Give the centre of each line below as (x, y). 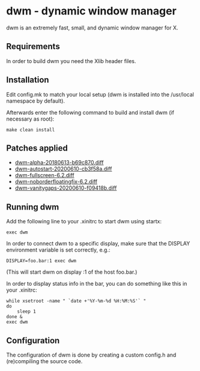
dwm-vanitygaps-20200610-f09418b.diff (66, 188)
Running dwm (33, 207)
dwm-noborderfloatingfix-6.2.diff (56, 182)
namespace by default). (35, 101)
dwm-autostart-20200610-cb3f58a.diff (63, 169)
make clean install (31, 130)
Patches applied (37, 148)
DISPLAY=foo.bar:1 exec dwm (41, 261)
